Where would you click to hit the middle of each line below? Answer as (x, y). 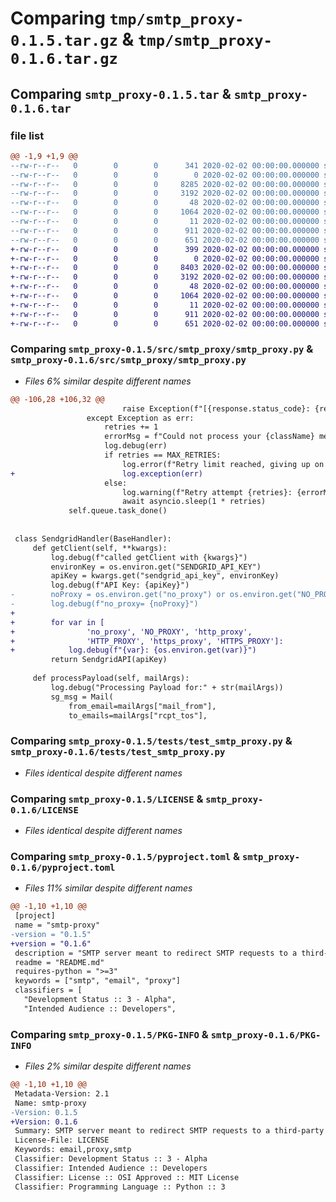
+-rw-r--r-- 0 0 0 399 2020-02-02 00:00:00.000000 (165, 249)
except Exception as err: (140, 418)
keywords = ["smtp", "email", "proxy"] (98, 981)
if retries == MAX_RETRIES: (163, 455)
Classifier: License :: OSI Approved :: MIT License (127, 1177)
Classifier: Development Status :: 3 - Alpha (111, 1159)
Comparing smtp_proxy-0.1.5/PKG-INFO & (109, 1034)
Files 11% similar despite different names (108, 888)
